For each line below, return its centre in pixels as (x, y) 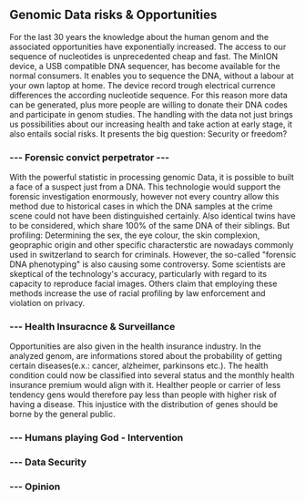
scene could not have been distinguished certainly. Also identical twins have (152, 216)
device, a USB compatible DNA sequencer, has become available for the (145, 66)
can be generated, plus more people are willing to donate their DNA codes (149, 105)
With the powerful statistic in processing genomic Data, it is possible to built (152, 178)
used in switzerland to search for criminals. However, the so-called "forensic (153, 255)
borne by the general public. (62, 415)
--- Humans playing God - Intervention (97, 438)
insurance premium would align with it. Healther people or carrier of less (145, 385)
